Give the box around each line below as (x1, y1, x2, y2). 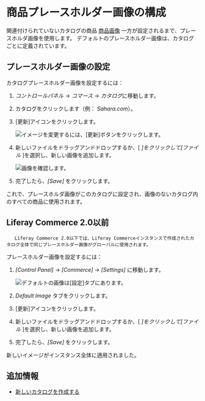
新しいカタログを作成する (15, 388, 80, 396)
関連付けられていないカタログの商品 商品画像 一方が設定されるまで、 (6, 27, 180, 34)
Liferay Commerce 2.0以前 (6, 218, 109, 228)
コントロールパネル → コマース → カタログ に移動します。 (15, 92, 160, 99)
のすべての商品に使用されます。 (6, 197, 86, 205)
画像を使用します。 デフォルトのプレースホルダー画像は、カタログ (27, 34, 194, 41)
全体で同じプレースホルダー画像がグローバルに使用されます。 (20, 241, 151, 247)
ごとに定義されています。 (6, 42, 70, 49)
